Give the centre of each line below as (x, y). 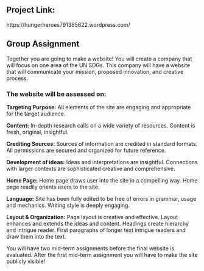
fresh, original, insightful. (37, 132)
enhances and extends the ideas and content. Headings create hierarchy (98, 223)
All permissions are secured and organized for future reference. (86, 150)
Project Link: (31, 10)
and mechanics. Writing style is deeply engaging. (68, 205)
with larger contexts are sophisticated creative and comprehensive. (91, 168)
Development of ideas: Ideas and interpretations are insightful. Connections (102, 162)
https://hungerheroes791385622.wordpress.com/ (69, 24)
